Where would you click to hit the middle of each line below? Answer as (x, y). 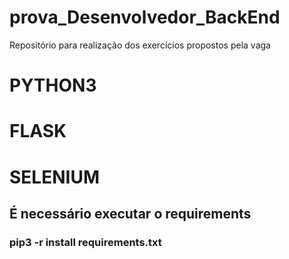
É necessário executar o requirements (130, 213)
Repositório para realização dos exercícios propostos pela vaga (140, 45)
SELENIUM (54, 177)
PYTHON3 (53, 85)
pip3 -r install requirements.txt (85, 242)
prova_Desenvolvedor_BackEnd (145, 17)
